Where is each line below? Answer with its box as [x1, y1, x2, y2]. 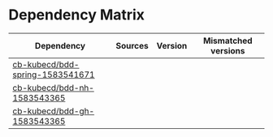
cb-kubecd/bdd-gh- [12, 105, 95, 117]
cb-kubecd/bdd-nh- [12, 82, 95, 93]
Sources [115, 40, 149, 51]
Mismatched [202, 35, 253, 46]
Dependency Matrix [8, 6, 145, 24]
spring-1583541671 [12, 69, 95, 80]
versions [210, 45, 245, 56]
